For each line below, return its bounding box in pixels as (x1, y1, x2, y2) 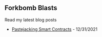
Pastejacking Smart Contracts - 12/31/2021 (11, 26, 98, 32)
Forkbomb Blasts (4, 4, 57, 12)
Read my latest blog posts (4, 17, 57, 22)
